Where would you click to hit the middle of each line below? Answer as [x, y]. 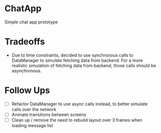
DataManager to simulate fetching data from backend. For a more [77, 60]
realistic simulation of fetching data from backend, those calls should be [84, 65]
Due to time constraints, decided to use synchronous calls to [72, 55]
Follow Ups [27, 90]
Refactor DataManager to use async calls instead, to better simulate [80, 104]
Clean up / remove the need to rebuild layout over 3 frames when [77, 120]
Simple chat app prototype [31, 22]
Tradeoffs [25, 42]
